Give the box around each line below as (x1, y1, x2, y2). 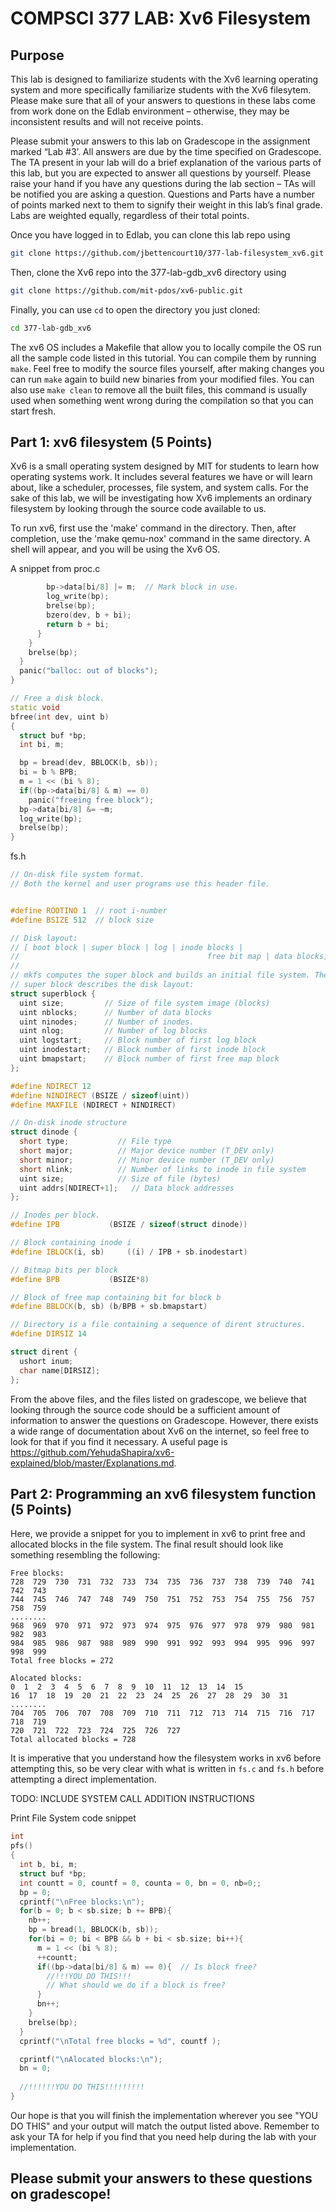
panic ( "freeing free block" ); (28, 795, 155, 805)
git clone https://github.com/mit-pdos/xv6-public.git (10, 285, 244, 296)
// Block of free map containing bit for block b (10, 1292, 222, 1302)
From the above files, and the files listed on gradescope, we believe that (10, 1393, 307, 1405)
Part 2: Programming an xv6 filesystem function (10, 1485, 317, 1502)
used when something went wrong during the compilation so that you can (10, 394, 314, 406)
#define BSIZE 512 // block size (10, 915, 155, 925)
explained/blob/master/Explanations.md (10, 1457, 175, 1469)
